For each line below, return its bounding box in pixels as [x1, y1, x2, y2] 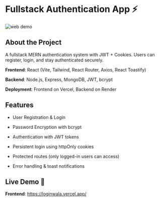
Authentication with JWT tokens [12, 133, 79, 140]
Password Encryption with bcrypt [12, 124, 82, 130]
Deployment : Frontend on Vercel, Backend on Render [5, 86, 117, 92]
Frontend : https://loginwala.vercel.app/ [5, 191, 87, 197]
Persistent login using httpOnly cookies [12, 144, 94, 150]
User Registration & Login [12, 114, 66, 120]
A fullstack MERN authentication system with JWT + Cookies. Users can [5, 51, 155, 57]
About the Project [5, 38, 62, 47]
